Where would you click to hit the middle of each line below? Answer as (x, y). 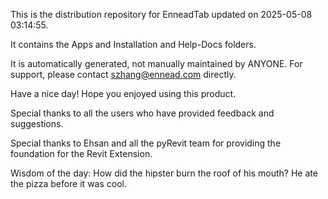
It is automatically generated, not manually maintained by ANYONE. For (156, 63)
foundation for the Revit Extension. (81, 153)
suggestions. (37, 123)
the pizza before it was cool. (68, 183)
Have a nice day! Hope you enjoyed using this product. (123, 93)
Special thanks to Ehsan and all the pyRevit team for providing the (146, 143)
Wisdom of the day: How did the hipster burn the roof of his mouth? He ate (164, 173)
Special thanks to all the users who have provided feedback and (142, 113)
